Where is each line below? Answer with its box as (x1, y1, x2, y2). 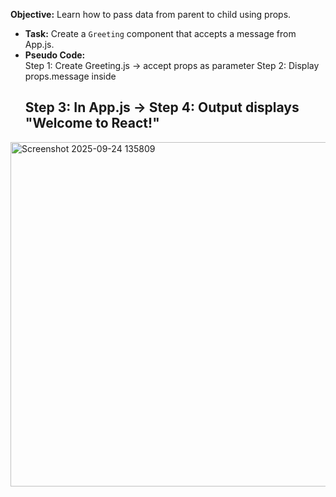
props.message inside (24, 70, 117, 82)
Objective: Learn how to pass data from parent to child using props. (10, 9, 292, 20)
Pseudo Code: (24, 49, 86, 61)
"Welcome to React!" (24, 115, 160, 132)
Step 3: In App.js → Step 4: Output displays (24, 99, 300, 116)
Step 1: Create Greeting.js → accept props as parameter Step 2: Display (24, 60, 320, 71)
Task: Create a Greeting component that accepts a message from (24, 28, 297, 39)
